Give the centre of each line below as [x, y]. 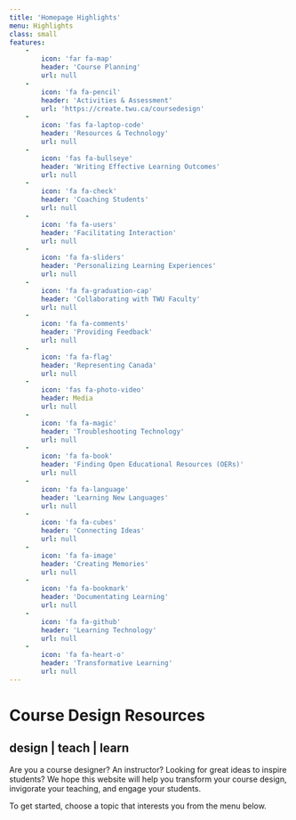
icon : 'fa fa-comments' [85, 324]
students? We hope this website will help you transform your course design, [148, 779]
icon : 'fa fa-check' [79, 191]
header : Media [67, 398]
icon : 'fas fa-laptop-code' [93, 126]
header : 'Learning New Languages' [105, 498]
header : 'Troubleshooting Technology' [113, 431]
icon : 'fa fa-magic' [79, 423]
